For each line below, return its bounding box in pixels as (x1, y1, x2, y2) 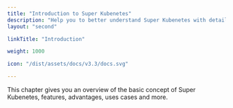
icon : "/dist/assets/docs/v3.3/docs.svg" (7, 60, 129, 68)
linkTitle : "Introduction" (7, 35, 85, 42)
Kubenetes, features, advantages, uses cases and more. (7, 93, 169, 101)
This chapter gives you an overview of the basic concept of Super (7, 86, 196, 93)
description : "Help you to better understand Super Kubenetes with (7, 17, 207, 24)
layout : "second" (7, 23, 58, 30)
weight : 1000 (7, 48, 45, 55)
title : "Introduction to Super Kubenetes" (7, 10, 132, 17)
